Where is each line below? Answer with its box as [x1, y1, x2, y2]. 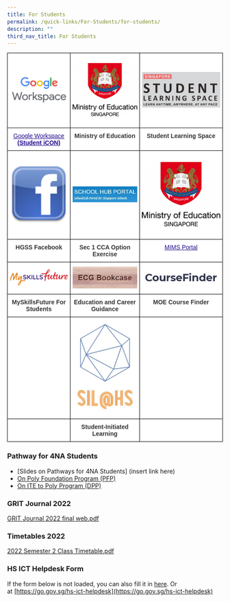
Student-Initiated [81, 423, 129, 431]
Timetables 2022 [7, 531, 66, 541]
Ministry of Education [74, 132, 136, 140]
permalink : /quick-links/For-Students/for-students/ [7, 18, 161, 25]
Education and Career [73, 298, 136, 306]
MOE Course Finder [153, 298, 209, 306]
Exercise [92, 250, 118, 258]
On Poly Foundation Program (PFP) [16, 474, 116, 483]
